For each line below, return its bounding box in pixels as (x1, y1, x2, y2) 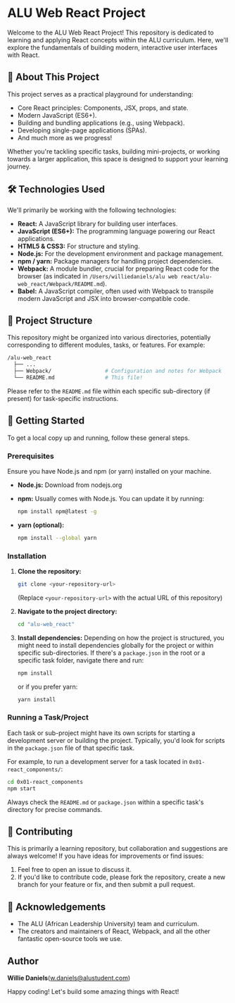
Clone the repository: (17, 567, 82, 576)
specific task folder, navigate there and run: (17, 656, 144, 664)
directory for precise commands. (7, 805, 103, 813)
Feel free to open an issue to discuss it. (17, 866, 132, 874)
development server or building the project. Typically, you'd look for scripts (7, 736, 225, 744)
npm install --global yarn (17, 534, 97, 541)
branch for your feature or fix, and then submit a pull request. (17, 880, 196, 889)
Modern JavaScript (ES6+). (17, 111, 97, 119)
